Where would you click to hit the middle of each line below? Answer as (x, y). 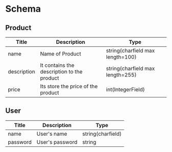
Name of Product (61, 54)
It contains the (57, 65)
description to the (61, 72)
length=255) (121, 75)
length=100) (121, 57)
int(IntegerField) (125, 90)
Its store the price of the (69, 86)
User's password (57, 142)
